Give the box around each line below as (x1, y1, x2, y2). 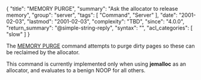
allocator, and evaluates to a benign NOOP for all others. (6, 67, 146, 74)
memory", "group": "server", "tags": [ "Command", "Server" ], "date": (6, 11, 178, 19)
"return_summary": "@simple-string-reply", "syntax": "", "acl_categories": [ (6, 24, 193, 31)
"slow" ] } (6, 31, 30, 38)
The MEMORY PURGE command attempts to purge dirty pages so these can (6, 42, 195, 49)
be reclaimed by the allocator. (6, 49, 80, 56)
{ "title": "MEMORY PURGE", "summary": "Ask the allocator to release (6, 5, 179, 12)
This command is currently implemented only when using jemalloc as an (6, 60, 187, 67)
